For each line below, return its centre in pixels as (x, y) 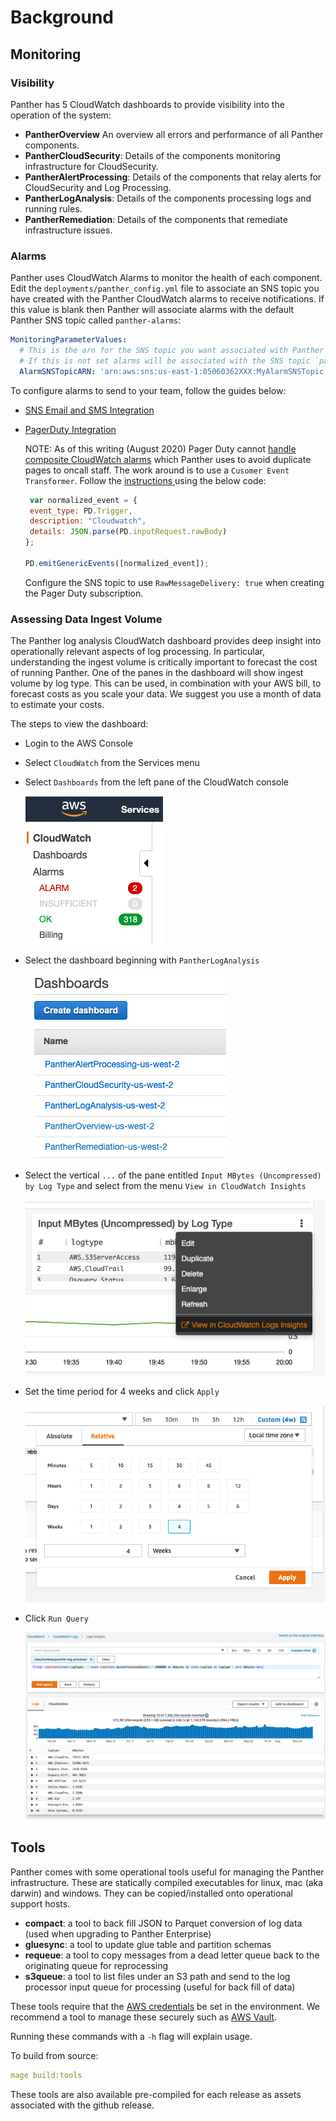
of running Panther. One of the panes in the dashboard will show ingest (157, 673)
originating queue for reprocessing (96, 1965)
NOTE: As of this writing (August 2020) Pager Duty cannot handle (160, 448)
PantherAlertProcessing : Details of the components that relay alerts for (173, 177)
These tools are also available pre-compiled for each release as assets (156, 2094)
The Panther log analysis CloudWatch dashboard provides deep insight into (166, 641)
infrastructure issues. (68, 230)
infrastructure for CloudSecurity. (91, 166)
